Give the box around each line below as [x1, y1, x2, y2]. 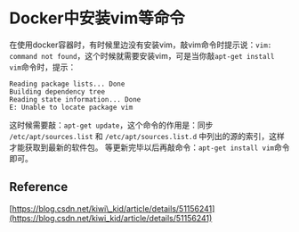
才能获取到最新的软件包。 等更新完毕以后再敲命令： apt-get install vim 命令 [9, 142, 290, 153]
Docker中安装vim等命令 [9, 8, 185, 29]
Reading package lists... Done [9, 79, 125, 88]
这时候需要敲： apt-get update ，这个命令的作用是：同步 [9, 120, 214, 130]
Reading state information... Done [9, 95, 141, 104]
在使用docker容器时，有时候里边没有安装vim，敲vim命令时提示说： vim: [9, 39, 272, 50]
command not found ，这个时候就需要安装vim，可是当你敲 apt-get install [9, 50, 275, 61]
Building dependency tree [9, 87, 105, 96]
